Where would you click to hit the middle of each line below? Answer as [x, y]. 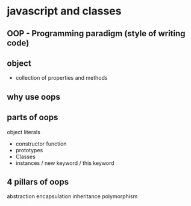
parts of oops [33, 117]
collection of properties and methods [61, 78]
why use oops [34, 97]
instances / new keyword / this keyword [65, 163]
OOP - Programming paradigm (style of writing [96, 34]
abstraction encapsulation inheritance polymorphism [72, 196]
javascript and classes [64, 11]
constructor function [41, 144]
